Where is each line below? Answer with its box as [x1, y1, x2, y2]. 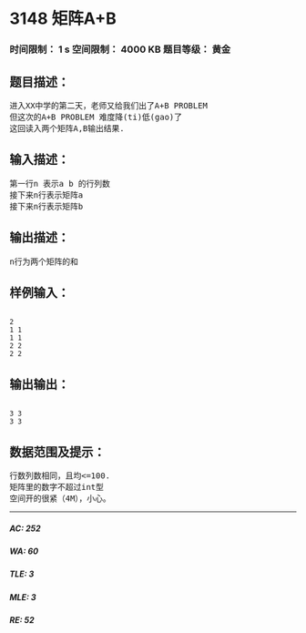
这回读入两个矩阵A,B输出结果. [9, 123, 125, 133]
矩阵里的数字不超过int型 [9, 482, 105, 492]
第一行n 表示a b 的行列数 [9, 179, 111, 189]
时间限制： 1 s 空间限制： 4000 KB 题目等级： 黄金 [9, 43, 231, 56]
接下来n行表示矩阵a [9, 189, 84, 200]
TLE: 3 [9, 568, 35, 579]
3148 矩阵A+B [9, 8, 117, 29]
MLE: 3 [9, 591, 36, 602]
